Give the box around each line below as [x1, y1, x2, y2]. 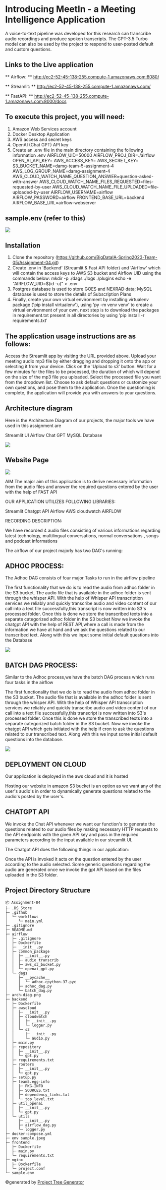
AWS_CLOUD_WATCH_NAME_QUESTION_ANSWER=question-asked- [12, 173, 154, 179]
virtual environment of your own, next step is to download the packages [12, 307, 160, 313]
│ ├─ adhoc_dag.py [5, 984, 52, 989]
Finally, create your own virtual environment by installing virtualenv [12, 297, 149, 303]
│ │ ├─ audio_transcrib [5, 957, 58, 963]
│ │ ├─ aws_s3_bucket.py [5, 962, 61, 967]
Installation [5, 241, 41, 250]
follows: [5, 340, 31, 348]
